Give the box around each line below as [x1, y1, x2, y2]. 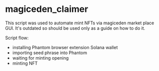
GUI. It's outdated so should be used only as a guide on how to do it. [5, 25, 146, 31]
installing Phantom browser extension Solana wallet [12, 44, 118, 50]
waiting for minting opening [12, 55, 69, 61]
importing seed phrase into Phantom [12, 50, 87, 56]
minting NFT [12, 60, 38, 66]
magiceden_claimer [5, 3, 88, 15]
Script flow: [5, 35, 29, 41]
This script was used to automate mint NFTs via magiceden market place [5, 20, 155, 26]
